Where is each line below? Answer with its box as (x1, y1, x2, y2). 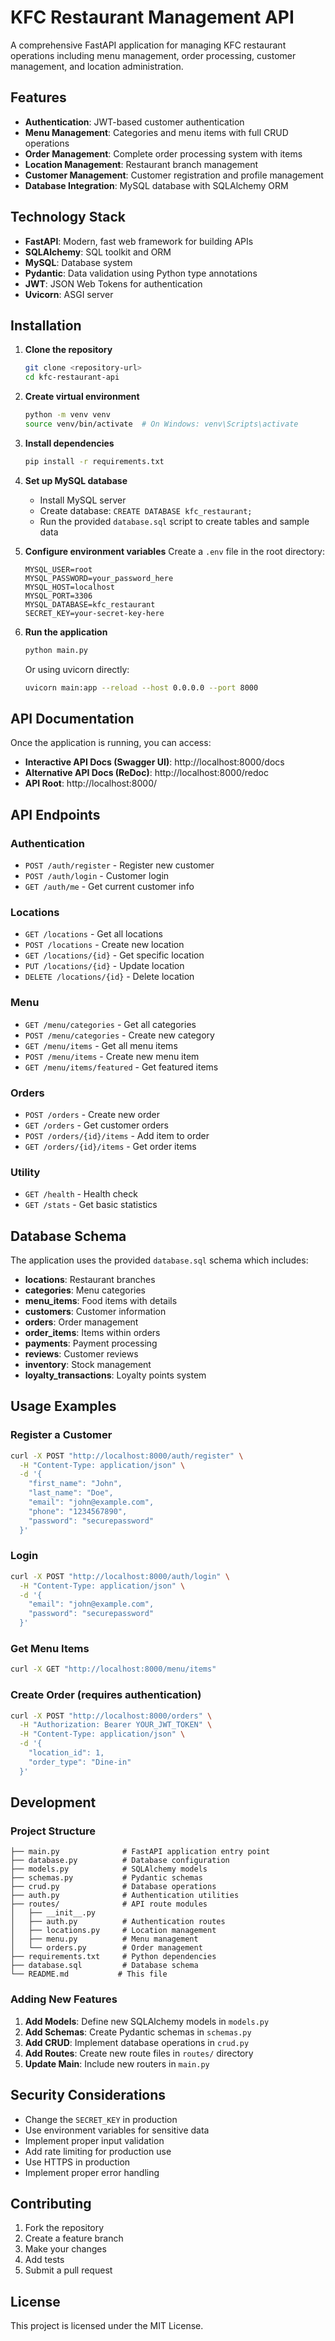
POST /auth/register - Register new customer (24, 859, 215, 871)
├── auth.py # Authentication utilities (10, 1891, 240, 1901)
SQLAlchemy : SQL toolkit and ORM (24, 246, 172, 258)
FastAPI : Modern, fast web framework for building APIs (24, 235, 254, 247)
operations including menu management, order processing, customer (10, 49, 297, 61)
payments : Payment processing (24, 1337, 158, 1349)
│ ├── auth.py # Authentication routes (10, 1917, 226, 1927)
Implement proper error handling (24, 2166, 160, 2178)
